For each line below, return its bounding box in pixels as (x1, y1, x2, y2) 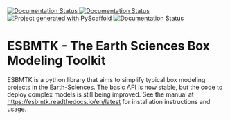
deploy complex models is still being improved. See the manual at (7, 90, 194, 99)
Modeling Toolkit (7, 53, 106, 68)
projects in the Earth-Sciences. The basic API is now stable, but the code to (7, 83, 223, 91)
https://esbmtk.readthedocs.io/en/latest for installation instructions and (7, 97, 211, 106)
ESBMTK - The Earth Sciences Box (7, 38, 210, 54)
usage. (7, 105, 27, 113)
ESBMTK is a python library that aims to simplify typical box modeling (7, 75, 206, 83)
